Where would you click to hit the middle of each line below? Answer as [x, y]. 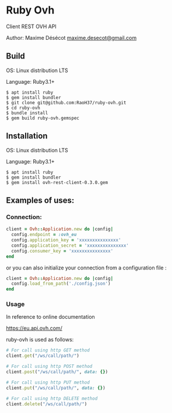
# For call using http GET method [48, 350]
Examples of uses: [40, 200]
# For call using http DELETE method [52, 398]
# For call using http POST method [49, 367]
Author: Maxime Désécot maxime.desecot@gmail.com [71, 37]
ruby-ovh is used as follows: [40, 340]
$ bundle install [27, 113]
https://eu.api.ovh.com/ [34, 328]
